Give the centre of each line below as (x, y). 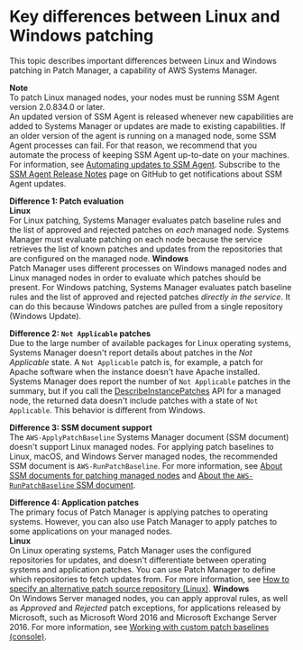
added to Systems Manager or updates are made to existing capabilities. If (147, 126)
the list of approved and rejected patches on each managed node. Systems (149, 229)
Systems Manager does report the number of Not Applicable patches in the (150, 381)
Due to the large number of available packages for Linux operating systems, (150, 343)
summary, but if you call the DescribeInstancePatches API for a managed (145, 390)
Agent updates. (38, 183)
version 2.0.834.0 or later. (57, 106)
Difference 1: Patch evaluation (67, 201)
